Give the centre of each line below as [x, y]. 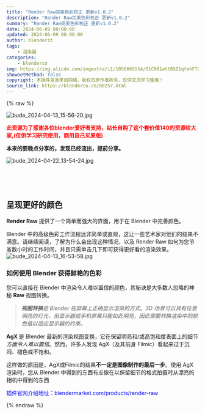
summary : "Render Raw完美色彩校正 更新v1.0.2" [63, 23]
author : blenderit [30, 40]
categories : [21, 57]
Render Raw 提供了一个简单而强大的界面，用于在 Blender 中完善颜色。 [95, 221]
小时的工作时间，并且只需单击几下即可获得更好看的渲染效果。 [94, 249]
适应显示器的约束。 [62, 323]
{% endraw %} [25, 405]
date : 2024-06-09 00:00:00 [41, 29]
